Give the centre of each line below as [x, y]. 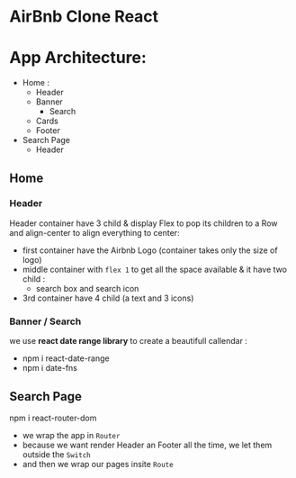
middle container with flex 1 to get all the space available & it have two [155, 269]
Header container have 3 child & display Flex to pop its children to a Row [144, 223]
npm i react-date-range [66, 358]
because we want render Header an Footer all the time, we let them [147, 445]
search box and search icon [87, 288]
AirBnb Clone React [84, 17]
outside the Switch [57, 454]
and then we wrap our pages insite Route [98, 464]
